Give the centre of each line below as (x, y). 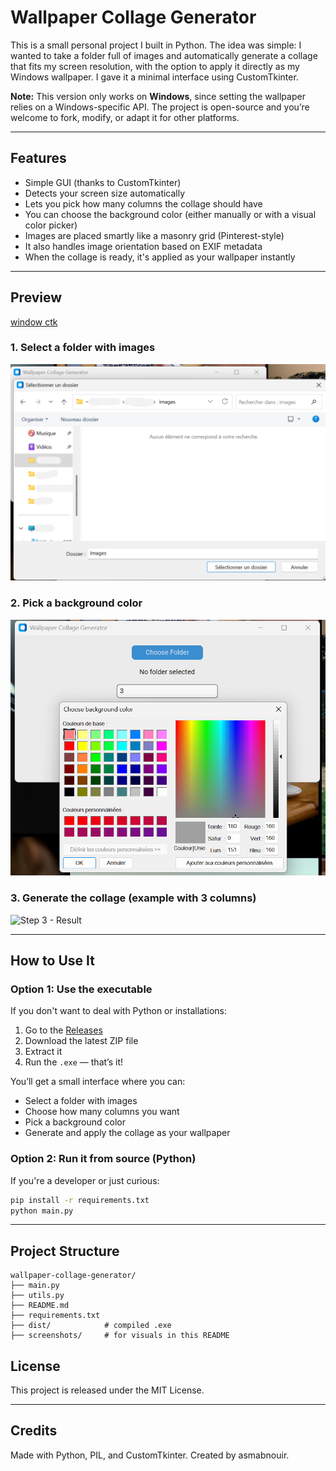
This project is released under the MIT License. (107, 1390)
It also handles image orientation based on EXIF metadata (143, 246)
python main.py (42, 1211)
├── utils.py (37, 1296)
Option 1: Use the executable (81, 989)
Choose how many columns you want (102, 1112)
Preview (36, 297)
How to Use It (52, 961)
